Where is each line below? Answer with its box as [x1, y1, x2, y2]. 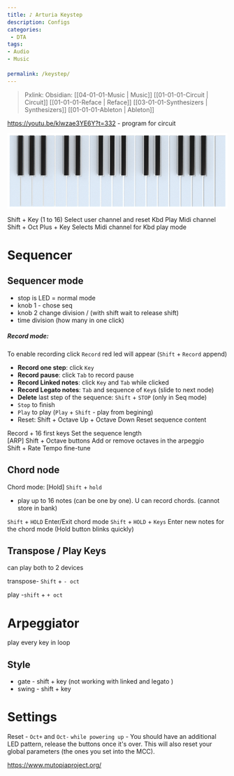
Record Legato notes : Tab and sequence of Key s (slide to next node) [17, 385, 214, 394]
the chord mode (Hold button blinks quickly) [7, 525, 134, 533]
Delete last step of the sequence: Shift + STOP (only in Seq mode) [17, 393, 207, 401]
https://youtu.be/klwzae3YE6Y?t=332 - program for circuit [7, 119, 176, 127]
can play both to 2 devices [7, 564, 84, 572]
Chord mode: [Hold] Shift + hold [7, 483, 103, 491]
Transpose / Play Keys [7, 545, 107, 557]
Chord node [7, 464, 60, 476]
